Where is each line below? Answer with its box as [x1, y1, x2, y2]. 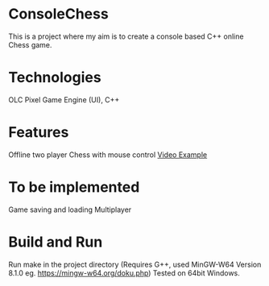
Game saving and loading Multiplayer [8, 205, 132, 214]
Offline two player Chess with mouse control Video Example [8, 150, 208, 160]
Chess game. [8, 39, 52, 49]
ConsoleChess [8, 5, 109, 23]
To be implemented [8, 178, 140, 196]
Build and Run [8, 233, 103, 251]
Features [8, 123, 69, 142]
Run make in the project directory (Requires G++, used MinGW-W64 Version [8, 259, 262, 269]
